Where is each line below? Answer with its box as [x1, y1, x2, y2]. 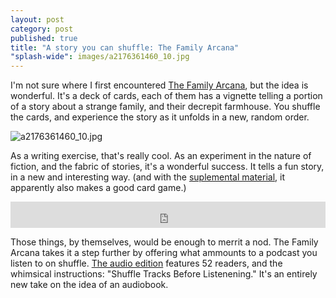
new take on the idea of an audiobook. [10, 279, 169, 291]
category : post [10, 24, 74, 34]
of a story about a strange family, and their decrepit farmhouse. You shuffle [10, 101, 321, 113]
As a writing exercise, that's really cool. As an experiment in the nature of [10, 150, 312, 162]
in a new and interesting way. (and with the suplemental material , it [10, 171, 285, 183]
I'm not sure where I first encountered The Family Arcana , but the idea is [10, 79, 309, 91]
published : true [10, 33, 78, 43]
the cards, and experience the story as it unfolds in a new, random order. [10, 111, 310, 123]
